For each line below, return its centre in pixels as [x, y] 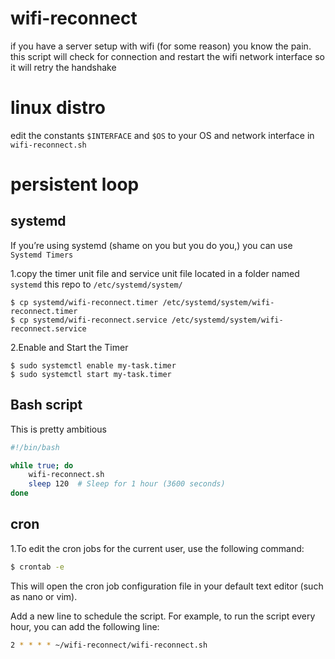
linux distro [58, 108]
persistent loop [75, 184]
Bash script [46, 405]
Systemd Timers [42, 255]
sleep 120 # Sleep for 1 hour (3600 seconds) [127, 484]
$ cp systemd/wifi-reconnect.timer [84, 302]
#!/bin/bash [35, 447]
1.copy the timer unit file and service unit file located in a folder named [155, 273]
